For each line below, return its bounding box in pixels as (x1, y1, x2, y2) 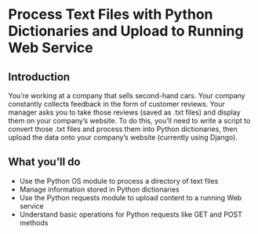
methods (19, 218, 49, 227)
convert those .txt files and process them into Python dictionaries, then (8, 124, 238, 133)
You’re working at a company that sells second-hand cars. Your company (8, 91, 245, 100)
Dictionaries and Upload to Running (8, 22, 244, 40)
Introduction (8, 70, 71, 83)
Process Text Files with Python (8, 5, 213, 24)
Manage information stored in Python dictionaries (19, 185, 180, 194)
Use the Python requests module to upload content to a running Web (19, 192, 242, 202)
